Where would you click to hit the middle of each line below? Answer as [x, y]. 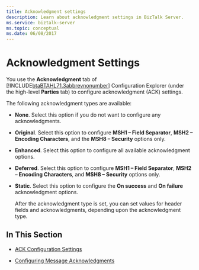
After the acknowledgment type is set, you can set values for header [98, 204]
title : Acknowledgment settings [46, 12]
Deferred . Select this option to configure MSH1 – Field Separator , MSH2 [103, 168]
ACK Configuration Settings [48, 249]
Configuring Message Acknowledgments [65, 261]
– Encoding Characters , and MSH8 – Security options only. [87, 175]
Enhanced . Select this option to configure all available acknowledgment [102, 150]
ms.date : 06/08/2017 [32, 34]
